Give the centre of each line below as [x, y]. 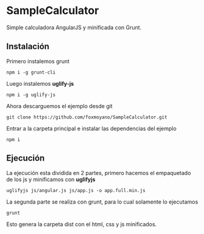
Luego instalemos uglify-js [40, 83]
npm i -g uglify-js [31, 95]
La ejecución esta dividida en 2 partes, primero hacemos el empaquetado [99, 173]
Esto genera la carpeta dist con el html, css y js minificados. [82, 224]
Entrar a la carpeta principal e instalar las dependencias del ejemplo [91, 128]
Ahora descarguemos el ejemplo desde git [59, 106]
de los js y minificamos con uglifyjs [51, 179]
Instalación [28, 46]
